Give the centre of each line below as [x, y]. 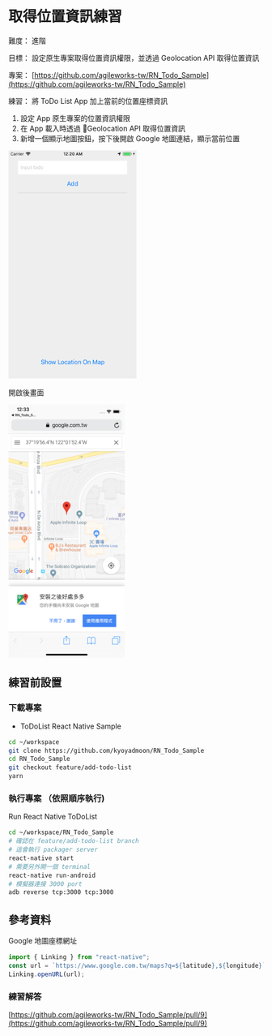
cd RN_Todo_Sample [39, 759]
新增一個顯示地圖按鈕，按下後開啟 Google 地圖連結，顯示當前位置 [130, 138]
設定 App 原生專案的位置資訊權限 [75, 118]
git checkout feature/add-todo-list [70, 767]
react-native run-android [52, 875]
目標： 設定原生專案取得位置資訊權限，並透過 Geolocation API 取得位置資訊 [134, 58]
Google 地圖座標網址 [43, 941]
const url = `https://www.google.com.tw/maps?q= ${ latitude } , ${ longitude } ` [137, 965]
